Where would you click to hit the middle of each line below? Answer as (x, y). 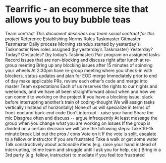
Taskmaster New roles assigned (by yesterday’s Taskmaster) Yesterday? (79, 49)
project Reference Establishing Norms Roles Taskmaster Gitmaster (73, 39)
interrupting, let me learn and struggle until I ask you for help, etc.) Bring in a (83, 150)
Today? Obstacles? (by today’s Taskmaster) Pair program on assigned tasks (83, 54)
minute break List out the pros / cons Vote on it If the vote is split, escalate (81, 134)
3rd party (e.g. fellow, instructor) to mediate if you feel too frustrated (75, 155)
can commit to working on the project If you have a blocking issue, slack (79, 97)
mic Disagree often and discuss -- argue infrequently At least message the (81, 118)
